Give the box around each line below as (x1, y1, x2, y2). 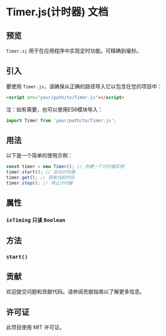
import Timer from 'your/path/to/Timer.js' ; (6, 117, 117, 123)
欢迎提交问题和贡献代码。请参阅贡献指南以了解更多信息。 (6, 288, 145, 295)
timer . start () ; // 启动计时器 (6, 169, 76, 175)
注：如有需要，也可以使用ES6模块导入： (6, 106, 104, 113)
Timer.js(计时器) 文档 (6, 5, 109, 19)
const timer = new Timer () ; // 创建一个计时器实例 (6, 164, 124, 170)
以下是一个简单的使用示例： (6, 152, 73, 159)
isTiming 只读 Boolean (6, 217, 66, 224)
